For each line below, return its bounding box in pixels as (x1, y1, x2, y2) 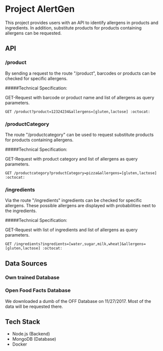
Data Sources (5, 259, 48, 268)
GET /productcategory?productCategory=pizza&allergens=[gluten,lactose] (5, 170, 157, 175)
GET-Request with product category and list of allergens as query (5, 156, 138, 162)
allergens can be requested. (5, 30, 62, 36)
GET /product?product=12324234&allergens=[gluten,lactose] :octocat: (5, 109, 151, 114)
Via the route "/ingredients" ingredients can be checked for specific (5, 197, 142, 203)
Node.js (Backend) (12, 330, 50, 337)
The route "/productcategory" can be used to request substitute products (5, 132, 154, 137)
